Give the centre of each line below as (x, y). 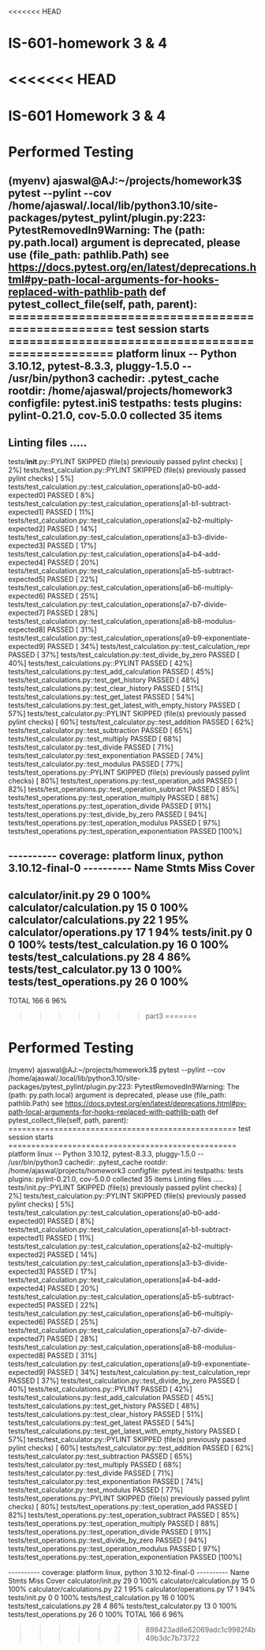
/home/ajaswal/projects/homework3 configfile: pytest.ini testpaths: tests (126, 1171)
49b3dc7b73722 (172, 1638)
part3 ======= (171, 1016)
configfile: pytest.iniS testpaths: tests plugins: (125, 404)
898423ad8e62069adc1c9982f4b (201, 1630)
